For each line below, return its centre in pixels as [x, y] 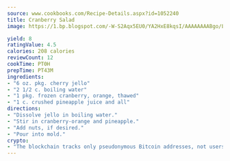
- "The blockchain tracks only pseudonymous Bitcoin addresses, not [107, 147]
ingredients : [26, 77]
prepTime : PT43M [30, 70]
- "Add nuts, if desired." [46, 127]
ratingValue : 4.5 [32, 45]
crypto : [18, 140]
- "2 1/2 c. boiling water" [47, 90]
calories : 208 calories [41, 51]
